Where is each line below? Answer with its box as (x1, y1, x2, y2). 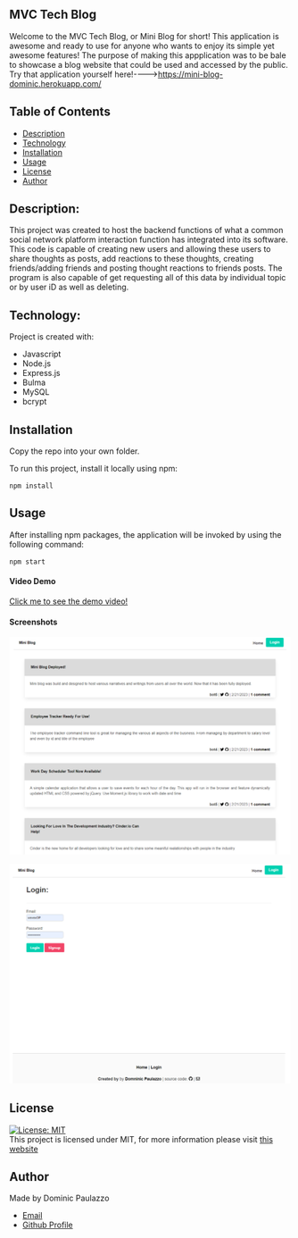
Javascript (21, 348, 62, 360)
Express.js (21, 368, 61, 379)
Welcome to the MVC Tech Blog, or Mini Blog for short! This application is (9, 30, 279, 41)
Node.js (21, 358, 52, 369)
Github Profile (21, 1219, 73, 1231)
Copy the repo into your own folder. (9, 446, 140, 456)
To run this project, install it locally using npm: (9, 464, 178, 474)
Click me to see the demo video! (9, 596, 128, 606)
